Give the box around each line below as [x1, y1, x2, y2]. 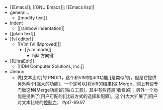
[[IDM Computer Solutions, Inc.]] [17, 63, 84, 69]
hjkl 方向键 [32, 52, 54, 58]
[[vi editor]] [9, 36, 33, 42]
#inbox [9, 69, 24, 74]
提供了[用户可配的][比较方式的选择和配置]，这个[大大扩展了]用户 [26, 93, 158, 99]
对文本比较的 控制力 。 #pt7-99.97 [17, 100, 85, 105]
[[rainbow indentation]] [17, 25, 65, 31]
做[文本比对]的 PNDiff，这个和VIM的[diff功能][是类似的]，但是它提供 [17, 75, 157, 80]
